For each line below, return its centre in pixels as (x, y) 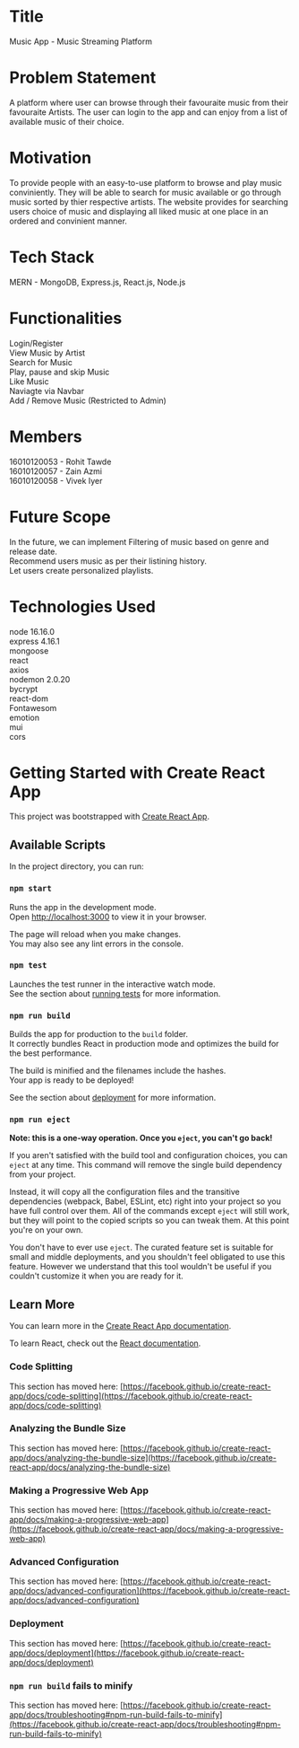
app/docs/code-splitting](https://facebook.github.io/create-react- (131, 1396)
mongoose (29, 650)
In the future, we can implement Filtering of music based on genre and (139, 541)
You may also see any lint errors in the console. (96, 944)
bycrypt (24, 689)
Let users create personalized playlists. (81, 570)
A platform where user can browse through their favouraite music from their (149, 102)
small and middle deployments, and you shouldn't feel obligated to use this (147, 1257)
